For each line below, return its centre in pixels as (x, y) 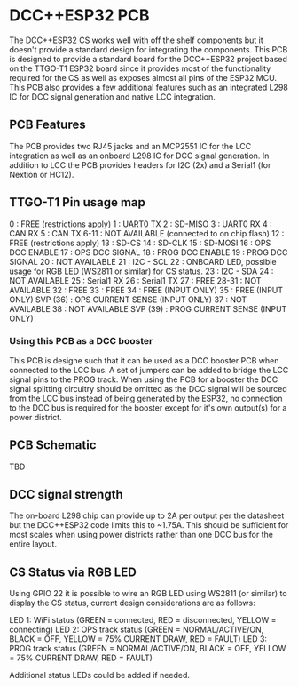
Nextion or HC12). (42, 174)
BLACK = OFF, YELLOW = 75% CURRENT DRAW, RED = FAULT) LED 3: (138, 639)
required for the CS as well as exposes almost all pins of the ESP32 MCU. (143, 77)
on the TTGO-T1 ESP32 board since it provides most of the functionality (140, 68)
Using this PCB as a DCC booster (81, 341)
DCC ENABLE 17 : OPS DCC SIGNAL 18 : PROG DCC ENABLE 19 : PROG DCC (149, 252)
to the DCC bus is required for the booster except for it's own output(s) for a (148, 407)
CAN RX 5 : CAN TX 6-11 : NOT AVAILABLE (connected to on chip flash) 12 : (147, 233)
